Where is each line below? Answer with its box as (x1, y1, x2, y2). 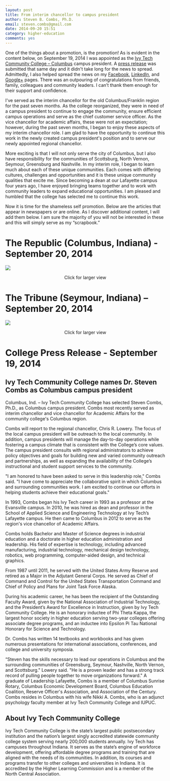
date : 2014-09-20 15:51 (5, 26, 56, 31)
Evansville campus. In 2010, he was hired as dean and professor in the (5, 504, 152, 510)
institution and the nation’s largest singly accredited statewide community (5, 733, 159, 739)
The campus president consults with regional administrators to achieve (5, 447, 154, 453)
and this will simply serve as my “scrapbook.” (5, 219, 100, 225)
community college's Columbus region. (5, 415, 87, 421)
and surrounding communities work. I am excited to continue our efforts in (5, 483, 160, 490)
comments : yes (5, 36, 36, 41)
